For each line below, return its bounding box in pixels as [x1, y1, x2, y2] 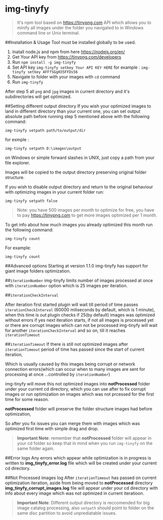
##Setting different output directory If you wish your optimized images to [5, 103, 151, 109]
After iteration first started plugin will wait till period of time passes [5, 301, 139, 307]
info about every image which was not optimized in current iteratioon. [5, 490, 145, 496]
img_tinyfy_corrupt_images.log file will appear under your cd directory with [5, 485, 158, 491]
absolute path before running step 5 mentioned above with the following [5, 113, 150, 119]
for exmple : [5, 137, 29, 142]
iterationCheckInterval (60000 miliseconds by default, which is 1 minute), [5, 306, 155, 313]
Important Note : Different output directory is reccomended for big [17, 500, 150, 505]
